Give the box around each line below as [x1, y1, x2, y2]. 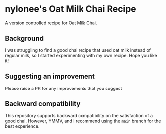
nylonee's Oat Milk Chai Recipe [5, 3, 137, 15]
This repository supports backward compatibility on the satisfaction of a [5, 113, 153, 119]
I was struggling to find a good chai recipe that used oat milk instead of [5, 47, 151, 53]
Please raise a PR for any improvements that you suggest [5, 85, 122, 91]
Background [5, 34, 44, 43]
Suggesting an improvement [5, 72, 95, 81]
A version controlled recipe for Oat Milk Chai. [5, 20, 97, 26]
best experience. [5, 123, 40, 129]
